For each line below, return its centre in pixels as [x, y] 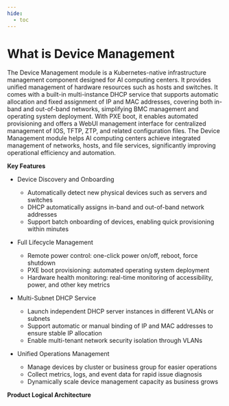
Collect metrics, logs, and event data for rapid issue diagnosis [114, 374]
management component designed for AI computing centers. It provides [109, 80]
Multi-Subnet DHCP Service [57, 298]
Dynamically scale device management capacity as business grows [123, 382]
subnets [39, 319]
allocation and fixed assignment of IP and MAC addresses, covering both [110, 102]
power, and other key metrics [69, 285]
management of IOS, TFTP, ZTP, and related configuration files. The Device [114, 131]
